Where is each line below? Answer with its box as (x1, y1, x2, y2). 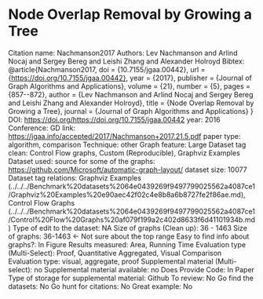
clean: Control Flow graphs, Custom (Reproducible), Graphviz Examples (8, 148, 241, 158)
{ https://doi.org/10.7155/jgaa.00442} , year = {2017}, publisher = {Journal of (8, 73, 253, 82)
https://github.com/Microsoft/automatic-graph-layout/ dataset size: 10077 (8, 165, 247, 174)
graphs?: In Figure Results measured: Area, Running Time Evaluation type (8, 239, 246, 249)
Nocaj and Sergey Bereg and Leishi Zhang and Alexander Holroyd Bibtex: (8, 57, 245, 66)
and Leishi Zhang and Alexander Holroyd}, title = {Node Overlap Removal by (8, 98, 254, 108)
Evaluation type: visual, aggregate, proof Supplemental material (8, 257, 214, 266)
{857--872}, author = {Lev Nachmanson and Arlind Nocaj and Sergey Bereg (8, 89, 254, 99)
